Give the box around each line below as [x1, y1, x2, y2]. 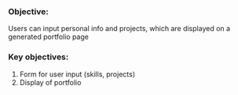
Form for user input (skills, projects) [19, 69, 136, 79]
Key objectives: [8, 51, 69, 62]
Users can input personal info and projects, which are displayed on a [8, 24, 230, 33]
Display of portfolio [19, 77, 82, 87]
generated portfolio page [8, 32, 89, 41]
